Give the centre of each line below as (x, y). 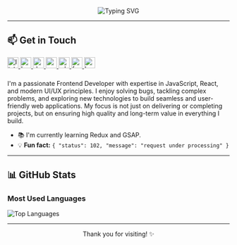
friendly (19, 106)
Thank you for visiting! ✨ (118, 234)
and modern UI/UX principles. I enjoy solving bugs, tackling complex (107, 91)
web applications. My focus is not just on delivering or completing (127, 106)
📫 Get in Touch (42, 40)
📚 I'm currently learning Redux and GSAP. (79, 134)
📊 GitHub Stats (42, 175)
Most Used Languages (47, 199)
